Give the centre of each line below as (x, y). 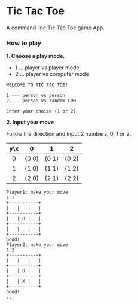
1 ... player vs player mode (47, 68)
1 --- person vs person (36, 96)
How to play (24, 43)
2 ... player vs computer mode (52, 74)
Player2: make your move (37, 245)
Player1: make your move (37, 193)
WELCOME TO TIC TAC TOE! (37, 85)
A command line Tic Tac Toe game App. (55, 28)
